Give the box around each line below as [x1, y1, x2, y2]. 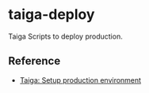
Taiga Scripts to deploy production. [8, 32, 123, 41]
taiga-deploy [8, 6, 95, 24]
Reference [8, 54, 61, 68]
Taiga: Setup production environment [19, 75, 141, 84]
